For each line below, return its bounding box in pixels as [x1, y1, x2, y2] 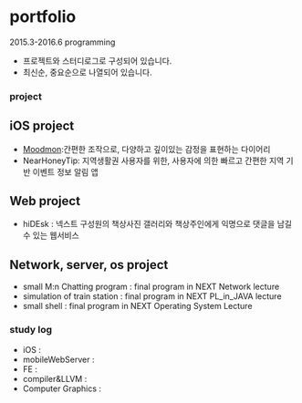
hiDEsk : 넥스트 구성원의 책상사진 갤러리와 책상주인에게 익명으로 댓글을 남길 [22, 219, 292, 230]
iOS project [9, 119, 75, 134]
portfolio [9, 6, 77, 27]
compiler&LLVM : [22, 373, 88, 384]
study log [9, 324, 53, 336]
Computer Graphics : [22, 383, 102, 394]
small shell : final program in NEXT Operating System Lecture [22, 301, 253, 312]
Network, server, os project [9, 257, 169, 273]
